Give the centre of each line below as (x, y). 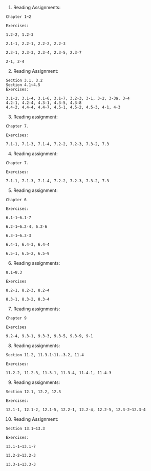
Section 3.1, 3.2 (24, 80)
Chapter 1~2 (18, 17)
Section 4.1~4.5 (23, 85)
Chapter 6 (16, 200)
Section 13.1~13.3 (25, 429)
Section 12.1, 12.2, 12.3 (33, 392)
